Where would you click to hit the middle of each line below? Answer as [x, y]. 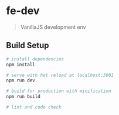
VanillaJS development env [53, 27]
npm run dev [21, 80]
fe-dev [23, 11]
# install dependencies [35, 59]
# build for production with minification [59, 91]
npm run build [23, 97]
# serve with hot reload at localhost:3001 [60, 75]
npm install [21, 65]
